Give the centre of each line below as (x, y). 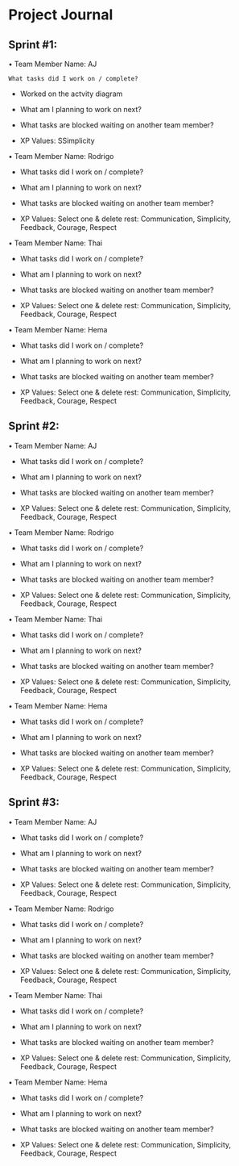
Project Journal (61, 15)
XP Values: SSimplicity (57, 140)
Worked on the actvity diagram (71, 94)
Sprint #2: (34, 426)
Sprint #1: (33, 45)
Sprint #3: (34, 802)
